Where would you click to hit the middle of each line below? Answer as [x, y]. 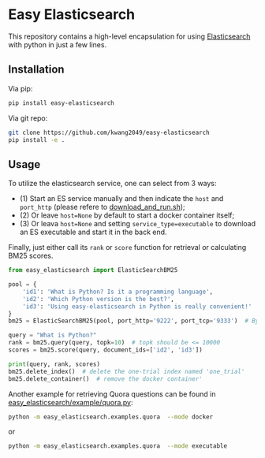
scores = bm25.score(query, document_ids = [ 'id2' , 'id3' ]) [105, 350]
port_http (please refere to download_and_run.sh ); [102, 207]
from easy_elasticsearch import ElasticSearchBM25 [93, 270]
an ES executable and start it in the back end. [93, 232]
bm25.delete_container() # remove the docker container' [105, 379]
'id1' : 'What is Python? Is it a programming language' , [118, 292]
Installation [36, 70]
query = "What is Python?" [52, 335]
